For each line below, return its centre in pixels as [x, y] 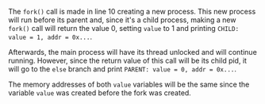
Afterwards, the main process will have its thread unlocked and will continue [133, 52]
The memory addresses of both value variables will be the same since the [129, 84]
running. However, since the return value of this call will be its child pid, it [128, 60]
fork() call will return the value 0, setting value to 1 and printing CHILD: [124, 28]
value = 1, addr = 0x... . [50, 37]
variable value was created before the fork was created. [100, 93]
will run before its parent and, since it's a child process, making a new [122, 20]
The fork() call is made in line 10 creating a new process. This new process [132, 12]
